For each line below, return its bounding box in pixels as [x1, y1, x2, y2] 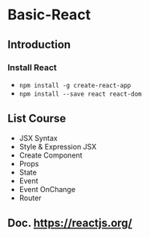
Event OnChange [18, 184, 76, 194]
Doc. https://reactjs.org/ [7, 216, 133, 230]
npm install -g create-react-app [18, 81, 132, 89]
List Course [7, 112, 67, 125]
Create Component [18, 150, 83, 160]
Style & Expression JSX [18, 142, 97, 151]
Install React [7, 62, 57, 73]
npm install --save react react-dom [18, 90, 142, 98]
